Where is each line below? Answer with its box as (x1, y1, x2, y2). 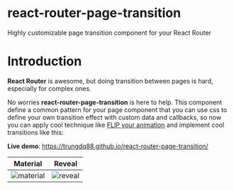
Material (13, 158, 43, 168)
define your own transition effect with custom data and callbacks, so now (7, 113, 222, 121)
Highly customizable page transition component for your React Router (7, 28, 211, 37)
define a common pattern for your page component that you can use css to (7, 105, 228, 114)
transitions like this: (7, 128, 64, 136)
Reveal (54, 158, 78, 168)
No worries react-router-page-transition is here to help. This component (7, 98, 223, 106)
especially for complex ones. (7, 84, 91, 93)
